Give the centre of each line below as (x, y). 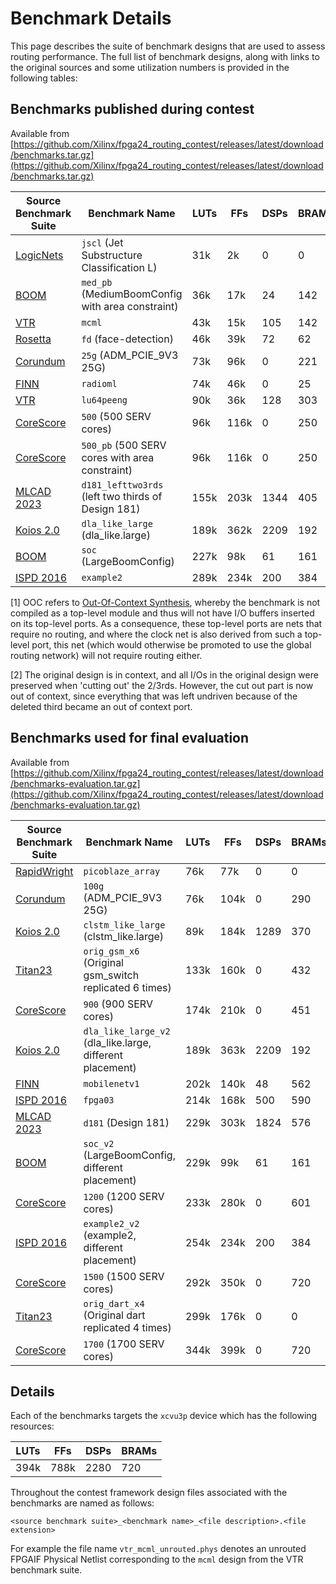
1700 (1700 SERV (124, 1344)
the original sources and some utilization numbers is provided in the (150, 67)
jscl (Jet (102, 242)
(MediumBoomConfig (132, 294)
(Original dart (114, 1315)
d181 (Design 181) (126, 1122)
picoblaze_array (122, 871)
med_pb (97, 282)
